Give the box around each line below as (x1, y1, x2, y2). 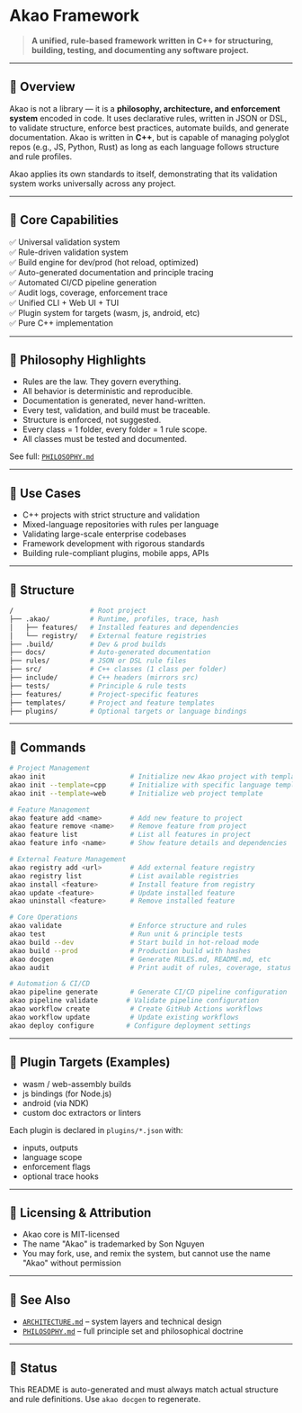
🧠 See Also (9, 1292, 71, 1308)
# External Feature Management (9, 855, 127, 864)
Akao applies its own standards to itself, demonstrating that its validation (9, 168, 278, 179)
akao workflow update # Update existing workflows (9, 1012, 240, 1021)
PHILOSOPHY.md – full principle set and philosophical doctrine (22, 1326, 244, 1336)
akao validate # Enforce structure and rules (9, 922, 247, 931)
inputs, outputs (22, 1142, 79, 1153)
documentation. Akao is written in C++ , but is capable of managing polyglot (9, 131, 290, 142)
